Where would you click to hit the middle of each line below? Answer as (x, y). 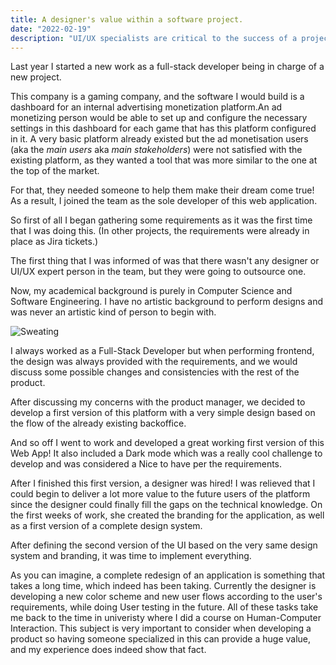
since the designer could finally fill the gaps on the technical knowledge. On (166, 505)
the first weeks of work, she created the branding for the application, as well (167, 515)
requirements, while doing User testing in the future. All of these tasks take (164, 607)
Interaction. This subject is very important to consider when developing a (161, 628)
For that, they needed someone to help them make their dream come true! (162, 190)
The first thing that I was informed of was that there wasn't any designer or (165, 261)
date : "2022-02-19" (51, 29)
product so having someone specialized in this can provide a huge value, (161, 639)
